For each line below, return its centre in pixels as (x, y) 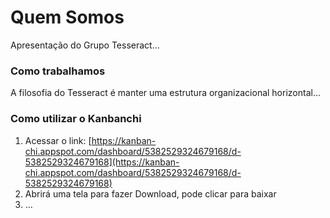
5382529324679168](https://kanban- (102, 162)
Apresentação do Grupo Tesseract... (85, 45)
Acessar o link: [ (58, 140)
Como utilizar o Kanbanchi (76, 119)
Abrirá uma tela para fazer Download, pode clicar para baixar (150, 193)
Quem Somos (67, 17)
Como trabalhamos (58, 71)
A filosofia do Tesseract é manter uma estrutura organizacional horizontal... (166, 93)
